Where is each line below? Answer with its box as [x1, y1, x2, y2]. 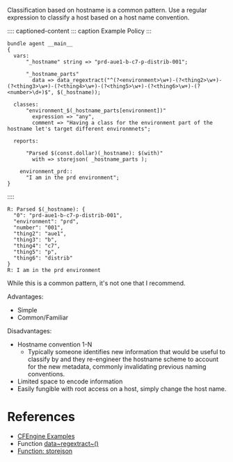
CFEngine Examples [17, 431, 75, 440]
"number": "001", [13, 224, 64, 231]
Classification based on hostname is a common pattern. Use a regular [7, 6, 207, 14]
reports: [13, 138, 39, 145]
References [7, 409, 75, 425]
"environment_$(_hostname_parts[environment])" [25, 107, 167, 114]
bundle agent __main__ [7, 40, 73, 47]
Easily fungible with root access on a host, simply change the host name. [17, 385, 227, 392]
